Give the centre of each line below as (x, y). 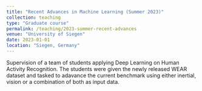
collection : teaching (34, 17)
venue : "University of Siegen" (46, 34)
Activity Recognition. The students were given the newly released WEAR (97, 69)
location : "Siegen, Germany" (43, 46)
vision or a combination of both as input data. (63, 81)
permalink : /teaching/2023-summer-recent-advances (72, 29)
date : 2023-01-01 (28, 40)
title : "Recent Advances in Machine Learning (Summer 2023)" (85, 12)
